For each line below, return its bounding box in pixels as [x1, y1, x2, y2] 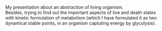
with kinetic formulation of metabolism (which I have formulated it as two [5, 15, 157, 20]
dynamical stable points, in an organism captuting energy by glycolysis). [5, 20, 156, 26]
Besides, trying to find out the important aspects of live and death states [5, 9, 156, 15]
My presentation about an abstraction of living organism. [5, 4, 124, 10]
